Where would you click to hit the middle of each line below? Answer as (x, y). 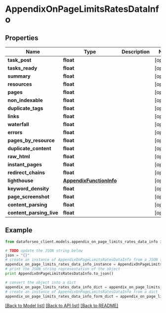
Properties (22, 38)
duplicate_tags (25, 108)
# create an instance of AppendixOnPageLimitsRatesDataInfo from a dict (82, 292)
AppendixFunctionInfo (90, 180)
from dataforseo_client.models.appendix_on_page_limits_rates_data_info (82, 242)
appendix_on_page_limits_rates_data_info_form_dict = (62, 296)
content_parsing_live (33, 213)
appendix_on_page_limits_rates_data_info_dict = (56, 287)
